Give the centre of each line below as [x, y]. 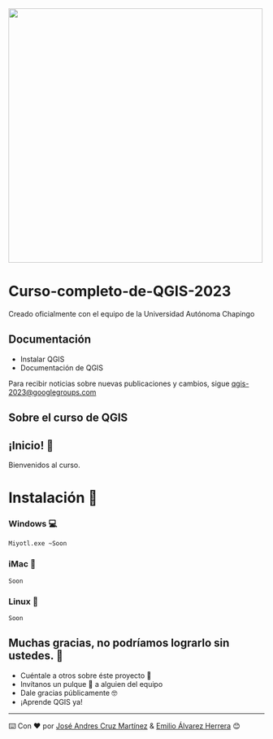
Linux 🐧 [24, 601]
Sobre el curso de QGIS [68, 418]
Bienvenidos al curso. [45, 465]
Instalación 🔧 [53, 498]
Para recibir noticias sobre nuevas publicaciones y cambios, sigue [119, 383]
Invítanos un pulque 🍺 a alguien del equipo [91, 684]
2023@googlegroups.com [52, 392]
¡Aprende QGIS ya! [51, 702]
